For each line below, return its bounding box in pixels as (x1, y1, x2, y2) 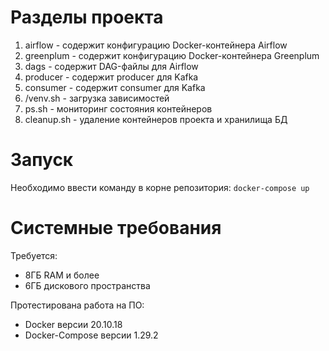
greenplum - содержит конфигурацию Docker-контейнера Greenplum (24, 49, 320, 61)
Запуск (10, 149, 74, 171)
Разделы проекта (10, 6, 164, 29)
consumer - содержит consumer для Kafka (24, 81, 206, 93)
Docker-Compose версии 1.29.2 (24, 329, 159, 341)
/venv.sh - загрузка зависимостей (24, 92, 170, 104)
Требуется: (10, 249, 58, 261)
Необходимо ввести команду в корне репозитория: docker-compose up (10, 181, 310, 193)
